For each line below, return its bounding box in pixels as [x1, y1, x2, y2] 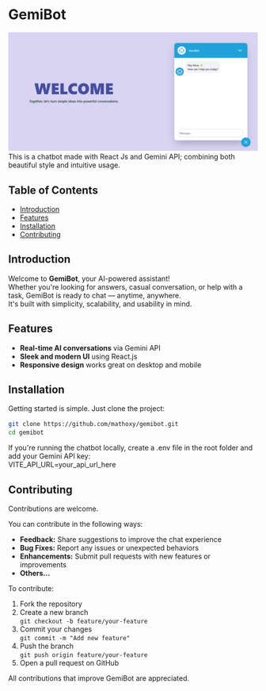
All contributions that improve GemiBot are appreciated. [8, 673, 190, 683]
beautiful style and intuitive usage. [8, 160, 120, 170]
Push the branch [19, 641, 74, 651]
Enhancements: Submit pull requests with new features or [19, 551, 211, 561]
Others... [19, 568, 51, 578]
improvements [19, 559, 67, 569]
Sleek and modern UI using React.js [19, 351, 138, 361]
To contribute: [8, 583, 54, 593]
